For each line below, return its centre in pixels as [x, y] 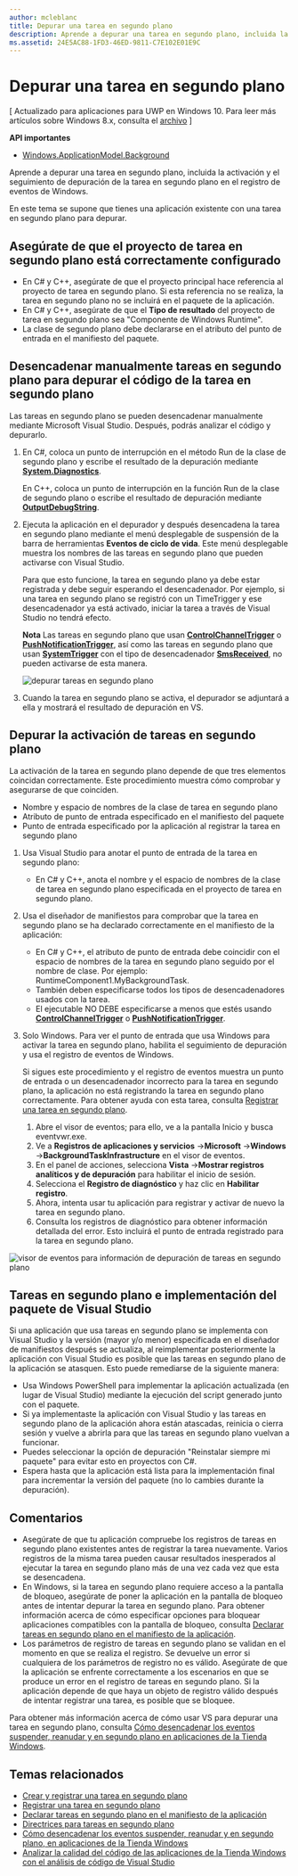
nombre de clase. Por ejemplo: [92, 971]
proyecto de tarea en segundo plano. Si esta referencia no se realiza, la [153, 291]
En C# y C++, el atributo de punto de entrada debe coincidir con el [157, 951]
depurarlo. [28, 434]
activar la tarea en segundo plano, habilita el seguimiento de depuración [154, 1045]
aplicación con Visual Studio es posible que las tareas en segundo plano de [148, 1359]
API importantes [40, 138]
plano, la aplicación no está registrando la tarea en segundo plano [143, 1090]
